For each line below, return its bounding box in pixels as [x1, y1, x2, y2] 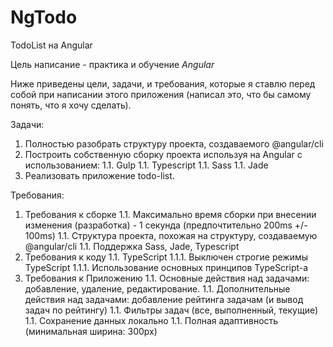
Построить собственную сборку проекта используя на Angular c [24, 148, 303, 160]
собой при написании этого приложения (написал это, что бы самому [10, 88, 312, 100]
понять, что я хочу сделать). [10, 99, 132, 111]
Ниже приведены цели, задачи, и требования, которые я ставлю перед [10, 77, 316, 90]
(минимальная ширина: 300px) [24, 325, 158, 337]
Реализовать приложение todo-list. [24, 169, 175, 181]
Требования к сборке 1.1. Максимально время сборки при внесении [24, 208, 317, 220]
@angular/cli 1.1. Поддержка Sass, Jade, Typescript [24, 240, 240, 252]
